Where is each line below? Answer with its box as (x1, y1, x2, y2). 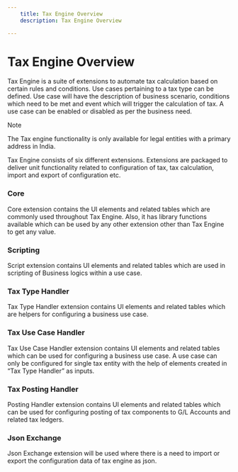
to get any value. (7, 227, 57, 236)
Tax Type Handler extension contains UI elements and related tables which (7, 303, 226, 311)
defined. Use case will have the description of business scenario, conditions (7, 92, 230, 101)
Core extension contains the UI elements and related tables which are (7, 205, 210, 213)
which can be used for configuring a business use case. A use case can (7, 352, 217, 360)
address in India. (7, 142, 56, 151)
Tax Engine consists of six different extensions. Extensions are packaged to (7, 156, 228, 164)
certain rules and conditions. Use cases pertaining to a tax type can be (7, 84, 214, 93)
